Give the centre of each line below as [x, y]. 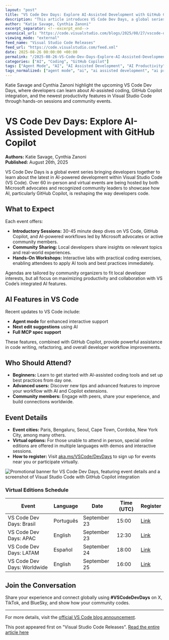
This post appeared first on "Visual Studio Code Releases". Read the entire [82, 627]
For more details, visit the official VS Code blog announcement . [71, 617]
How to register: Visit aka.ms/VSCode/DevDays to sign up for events [84, 457]
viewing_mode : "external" [32, 38]
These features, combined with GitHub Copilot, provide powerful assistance [84, 342]
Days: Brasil [22, 524]
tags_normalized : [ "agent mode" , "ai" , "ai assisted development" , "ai [82, 71]
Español [63, 550]
